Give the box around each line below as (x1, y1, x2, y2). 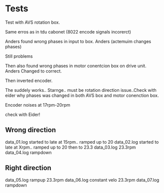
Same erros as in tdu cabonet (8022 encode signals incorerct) (5, 29, 131, 35)
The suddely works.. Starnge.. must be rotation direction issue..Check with (5, 87, 157, 93)
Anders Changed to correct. (5, 68, 62, 74)
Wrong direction (5, 126, 56, 134)
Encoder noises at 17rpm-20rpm (5, 102, 70, 108)
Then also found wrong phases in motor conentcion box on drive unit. (5, 63, 147, 69)
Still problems (5, 53, 33, 59)
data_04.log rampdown (5, 149, 52, 155)
